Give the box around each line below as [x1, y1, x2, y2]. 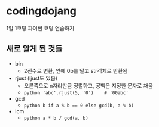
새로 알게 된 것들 [6, 44, 63, 54]
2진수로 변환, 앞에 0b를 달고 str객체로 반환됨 [23, 67, 128, 74]
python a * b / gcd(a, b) [23, 115, 88, 121]
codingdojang [6, 4, 77, 18]
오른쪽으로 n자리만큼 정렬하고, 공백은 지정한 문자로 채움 [23, 82, 154, 89]
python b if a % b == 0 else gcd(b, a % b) [23, 103, 134, 109]
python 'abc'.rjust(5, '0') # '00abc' [23, 89, 129, 96]
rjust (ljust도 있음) [14, 75, 58, 82]
